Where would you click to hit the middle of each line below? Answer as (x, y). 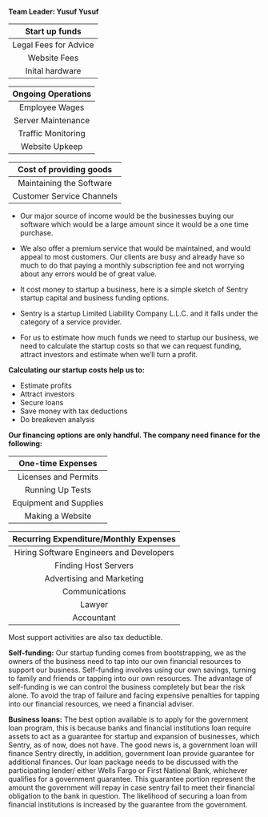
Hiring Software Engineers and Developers (94, 552)
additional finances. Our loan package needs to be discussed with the (123, 762)
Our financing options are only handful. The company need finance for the (134, 435)
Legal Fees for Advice (53, 45)
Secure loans (42, 402)
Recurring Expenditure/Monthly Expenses (94, 539)
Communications (94, 592)
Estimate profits (46, 385)
